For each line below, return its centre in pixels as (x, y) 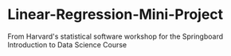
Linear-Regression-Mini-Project (115, 15)
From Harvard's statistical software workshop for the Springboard (115, 36)
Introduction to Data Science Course (67, 44)
